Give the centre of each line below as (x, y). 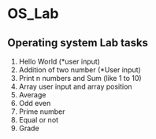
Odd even (35, 103)
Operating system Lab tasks (78, 43)
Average (32, 95)
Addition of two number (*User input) (80, 70)
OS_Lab (33, 14)
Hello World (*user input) (59, 61)
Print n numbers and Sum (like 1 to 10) (80, 78)
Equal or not (39, 120)
